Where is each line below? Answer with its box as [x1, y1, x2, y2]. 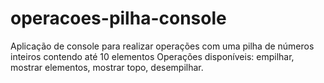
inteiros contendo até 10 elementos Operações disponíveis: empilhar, [10, 50, 295, 62]
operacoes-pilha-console [10, 7, 227, 30]
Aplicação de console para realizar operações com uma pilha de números [10, 40, 315, 52]
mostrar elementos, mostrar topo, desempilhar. [10, 61, 204, 73]
